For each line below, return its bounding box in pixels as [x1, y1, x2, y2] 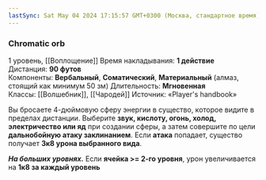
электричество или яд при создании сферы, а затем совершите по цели [8, 121, 256, 131]
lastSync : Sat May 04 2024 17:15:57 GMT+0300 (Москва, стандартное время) [8, 11, 260, 20]
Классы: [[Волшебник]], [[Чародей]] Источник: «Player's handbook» [8, 89, 237, 99]
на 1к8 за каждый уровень [8, 162, 101, 171]
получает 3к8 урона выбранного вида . [8, 138, 142, 147]
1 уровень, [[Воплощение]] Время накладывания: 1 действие [8, 56, 215, 65]
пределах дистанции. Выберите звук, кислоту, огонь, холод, [8, 113, 216, 123]
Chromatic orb [8, 37, 66, 48]
